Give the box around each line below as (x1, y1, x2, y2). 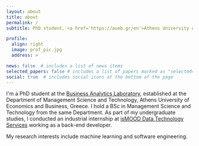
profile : (6, 36, 28, 42)
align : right (11, 41, 44, 47)
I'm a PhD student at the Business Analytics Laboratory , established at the (6, 90, 187, 98)
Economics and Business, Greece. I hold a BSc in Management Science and (6, 103, 191, 110)
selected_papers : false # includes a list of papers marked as (6, 69, 166, 74)
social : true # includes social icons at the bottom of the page (6, 74, 174, 80)
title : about (6, 14, 38, 20)
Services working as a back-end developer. (6, 122, 113, 129)
